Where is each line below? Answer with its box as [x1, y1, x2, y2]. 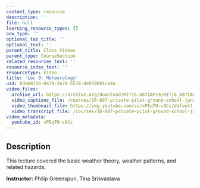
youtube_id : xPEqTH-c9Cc [11, 120, 73, 126]
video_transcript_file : [11, 108, 70, 114]
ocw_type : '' [6, 31, 39, 37]
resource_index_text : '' [6, 64, 68, 70]
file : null [6, 20, 33, 26]
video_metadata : [6, 114, 46, 120]
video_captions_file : [11, 97, 65, 103]
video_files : [6, 86, 39, 92]
